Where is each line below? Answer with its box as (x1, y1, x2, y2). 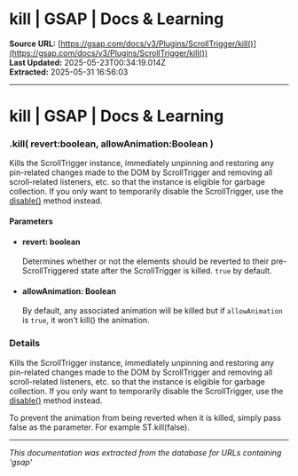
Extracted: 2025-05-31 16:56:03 (9, 67, 129, 77)
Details (9, 337, 41, 350)
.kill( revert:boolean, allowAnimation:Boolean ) (9, 138, 215, 150)
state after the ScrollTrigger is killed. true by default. (81, 266, 272, 276)
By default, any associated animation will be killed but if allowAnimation (21, 305, 283, 316)
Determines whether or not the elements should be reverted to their (21, 256, 270, 266)
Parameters (9, 216, 53, 226)
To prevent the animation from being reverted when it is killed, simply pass (9, 412, 282, 423)
